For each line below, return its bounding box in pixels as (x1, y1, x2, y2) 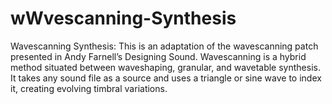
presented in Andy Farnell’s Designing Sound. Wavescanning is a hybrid (10, 50, 307, 62)
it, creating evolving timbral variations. (10, 82, 168, 94)
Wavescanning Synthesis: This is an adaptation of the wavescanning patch (10, 40, 319, 52)
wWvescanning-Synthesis (10, 7, 237, 30)
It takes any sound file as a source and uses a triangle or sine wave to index (10, 72, 322, 84)
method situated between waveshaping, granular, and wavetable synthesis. (10, 61, 321, 73)
